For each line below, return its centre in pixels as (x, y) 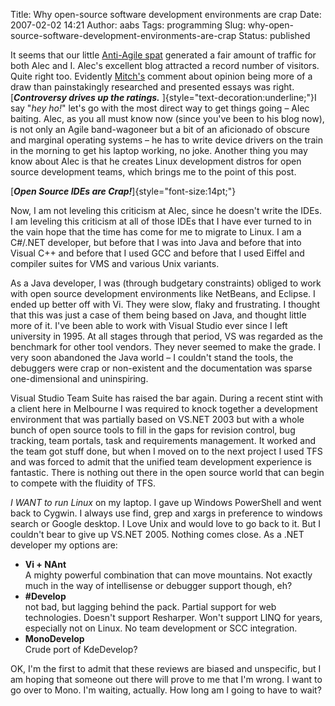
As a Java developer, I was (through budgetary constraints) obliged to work (166, 283)
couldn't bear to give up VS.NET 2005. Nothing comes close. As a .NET (157, 534)
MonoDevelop (54, 638)
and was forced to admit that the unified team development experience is (161, 462)
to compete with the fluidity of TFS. (83, 483)
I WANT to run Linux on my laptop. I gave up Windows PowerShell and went (166, 502)
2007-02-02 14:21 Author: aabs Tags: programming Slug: (128, 25)
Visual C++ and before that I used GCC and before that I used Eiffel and (157, 253)
